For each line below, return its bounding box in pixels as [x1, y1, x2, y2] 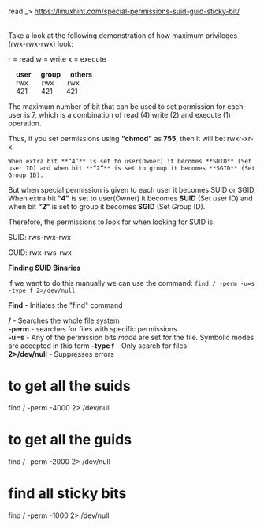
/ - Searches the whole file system [8, 316, 120, 325]
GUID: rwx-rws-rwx [8, 248, 73, 257]
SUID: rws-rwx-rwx [8, 233, 72, 242]
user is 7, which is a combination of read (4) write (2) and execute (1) [8, 110, 231, 120]
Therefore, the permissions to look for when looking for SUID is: [8, 217, 215, 227]
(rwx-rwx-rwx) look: [8, 39, 73, 49]
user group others [15, 69, 93, 80]
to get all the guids [8, 431, 132, 449]
